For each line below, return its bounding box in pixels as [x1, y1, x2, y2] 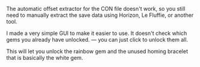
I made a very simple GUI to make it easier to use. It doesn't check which [6, 30, 187, 37]
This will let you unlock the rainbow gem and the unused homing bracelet [6, 48, 189, 55]
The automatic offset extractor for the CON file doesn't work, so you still [6, 5, 186, 12]
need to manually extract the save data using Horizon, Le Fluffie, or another [6, 11, 194, 19]
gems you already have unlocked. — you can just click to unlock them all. [6, 36, 189, 43]
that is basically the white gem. [6, 54, 83, 61]
